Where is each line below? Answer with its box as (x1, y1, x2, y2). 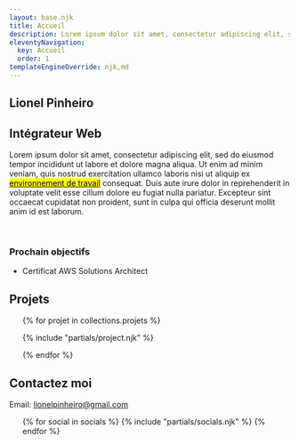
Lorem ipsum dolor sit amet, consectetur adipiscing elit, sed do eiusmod (9, 149, 274, 160)
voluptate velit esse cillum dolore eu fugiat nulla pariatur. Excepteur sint (9, 188, 271, 198)
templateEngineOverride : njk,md (9, 63, 129, 72)
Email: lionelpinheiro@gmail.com (9, 400, 129, 409)
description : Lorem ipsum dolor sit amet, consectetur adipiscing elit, (9, 29, 285, 38)
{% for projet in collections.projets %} (21, 315, 161, 326)
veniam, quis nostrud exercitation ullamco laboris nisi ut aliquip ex (9, 168, 251, 179)
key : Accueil (17, 46, 66, 55)
